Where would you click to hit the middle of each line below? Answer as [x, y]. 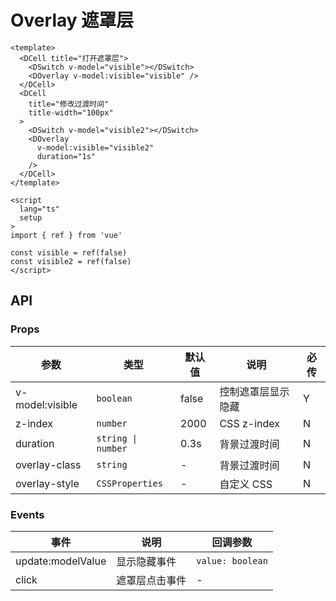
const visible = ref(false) [69, 252]
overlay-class [48, 464]
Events [27, 514]
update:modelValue [61, 561]
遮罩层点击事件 [151, 580]
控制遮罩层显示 [254, 391]
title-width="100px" [71, 112]
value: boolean [232, 560]
